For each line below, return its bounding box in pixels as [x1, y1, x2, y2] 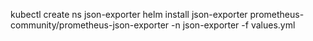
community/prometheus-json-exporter [10, 19, 170, 31]
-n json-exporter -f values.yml [171, 19, 296, 31]
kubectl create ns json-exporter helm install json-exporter [10, 9, 248, 20]
